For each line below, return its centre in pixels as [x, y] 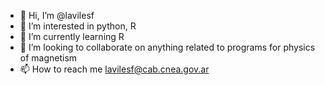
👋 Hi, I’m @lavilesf [57, 15]
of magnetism [48, 58]
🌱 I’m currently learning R [72, 36]
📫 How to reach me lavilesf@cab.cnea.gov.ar [114, 69]
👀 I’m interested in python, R [78, 26]
